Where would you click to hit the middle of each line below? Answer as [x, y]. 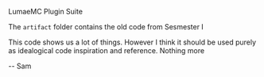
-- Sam [20, 66]
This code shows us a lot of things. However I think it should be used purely [132, 42]
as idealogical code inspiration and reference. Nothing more [107, 50]
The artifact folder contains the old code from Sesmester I [106, 27]
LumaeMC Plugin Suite [46, 12]
